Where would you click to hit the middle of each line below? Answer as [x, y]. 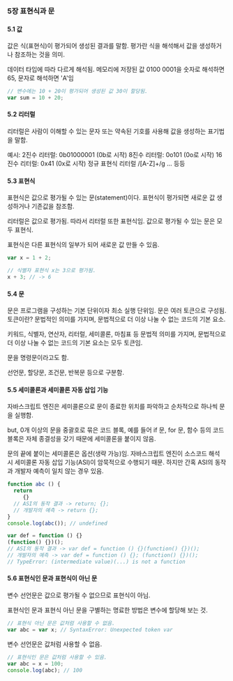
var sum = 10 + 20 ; [36, 98]
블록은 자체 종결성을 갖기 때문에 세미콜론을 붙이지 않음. [82, 439]
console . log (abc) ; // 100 [45, 670]
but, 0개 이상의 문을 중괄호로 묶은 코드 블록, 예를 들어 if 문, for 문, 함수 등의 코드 [116, 430]
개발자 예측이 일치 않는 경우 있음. [59, 471]
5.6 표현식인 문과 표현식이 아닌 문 [52, 578]
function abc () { [34, 484]
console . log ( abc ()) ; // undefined [58, 523]
